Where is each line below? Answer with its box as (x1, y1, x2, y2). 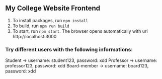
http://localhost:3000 (12, 33, 57, 39)
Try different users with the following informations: (5, 46, 133, 53)
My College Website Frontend (5, 4, 101, 13)
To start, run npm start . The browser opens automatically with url (12, 28, 148, 34)
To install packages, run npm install (12, 17, 89, 23)
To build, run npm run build (12, 23, 69, 29)
